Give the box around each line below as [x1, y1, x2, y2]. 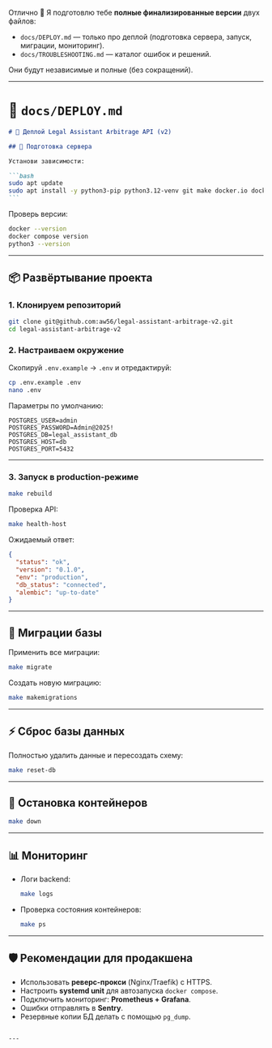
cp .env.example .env [8, 378, 82, 387]
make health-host [8, 520, 67, 528]
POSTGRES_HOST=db [8, 438, 67, 446]
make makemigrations [8, 694, 79, 702]
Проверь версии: [8, 209, 69, 219]
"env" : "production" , [15, 573, 89, 581]
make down [8, 817, 42, 826]
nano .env [8, 386, 42, 395]
